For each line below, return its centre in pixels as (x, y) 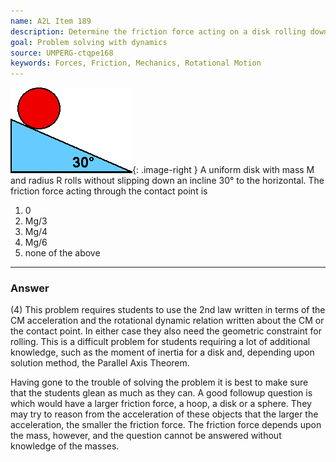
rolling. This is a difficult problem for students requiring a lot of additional (160, 342)
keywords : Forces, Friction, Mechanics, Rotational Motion (136, 63)
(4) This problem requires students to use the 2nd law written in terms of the (168, 310)
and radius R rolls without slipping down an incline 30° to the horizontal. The (167, 181)
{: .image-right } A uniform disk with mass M (223, 170)
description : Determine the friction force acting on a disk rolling (158, 31)
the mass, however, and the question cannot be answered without (146, 436)
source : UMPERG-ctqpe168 (62, 53)
